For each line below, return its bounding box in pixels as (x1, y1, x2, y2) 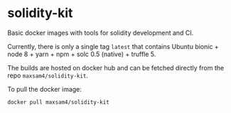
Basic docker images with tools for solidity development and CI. (7, 28, 194, 37)
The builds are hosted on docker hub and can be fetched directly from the (7, 63, 225, 72)
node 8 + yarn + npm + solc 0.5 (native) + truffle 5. (7, 50, 156, 58)
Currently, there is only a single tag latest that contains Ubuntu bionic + (7, 42, 219, 50)
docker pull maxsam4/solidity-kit (7, 98, 110, 106)
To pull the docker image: (7, 85, 82, 93)
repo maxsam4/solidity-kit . (7, 71, 89, 80)
